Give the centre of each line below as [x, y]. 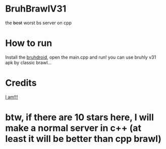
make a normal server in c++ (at [73, 128]
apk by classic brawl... [29, 62]
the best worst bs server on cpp [39, 23]
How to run [29, 43]
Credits [21, 83]
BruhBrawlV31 [36, 9]
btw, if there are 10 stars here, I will [79, 117]
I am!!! [12, 97]
